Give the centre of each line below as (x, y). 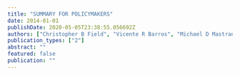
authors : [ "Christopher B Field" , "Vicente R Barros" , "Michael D (108, 34)
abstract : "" (27, 47)
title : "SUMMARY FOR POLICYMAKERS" (60, 14)
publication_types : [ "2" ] (46, 41)
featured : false (31, 54)
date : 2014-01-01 (33, 21)
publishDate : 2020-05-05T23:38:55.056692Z (71, 27)
